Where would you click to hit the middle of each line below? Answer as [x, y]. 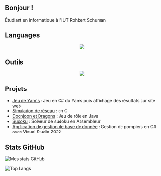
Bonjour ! [19, 8]
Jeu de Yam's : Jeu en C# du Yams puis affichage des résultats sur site [84, 101]
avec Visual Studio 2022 [37, 132]
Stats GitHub [25, 147]
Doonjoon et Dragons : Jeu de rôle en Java [55, 116]
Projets [16, 89]
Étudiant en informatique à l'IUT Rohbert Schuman [56, 20]
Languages [22, 35]
